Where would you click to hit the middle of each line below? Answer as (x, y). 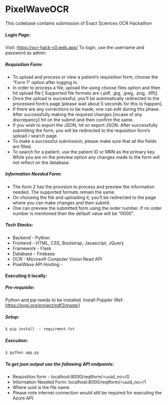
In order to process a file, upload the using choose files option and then (86, 88)
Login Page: (18, 35)
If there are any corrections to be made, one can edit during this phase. (86, 109)
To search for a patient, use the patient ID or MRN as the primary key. (84, 151)
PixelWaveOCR (37, 9)
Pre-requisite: (20, 287)
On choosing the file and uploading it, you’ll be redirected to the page (84, 197)
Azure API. (23, 398)
